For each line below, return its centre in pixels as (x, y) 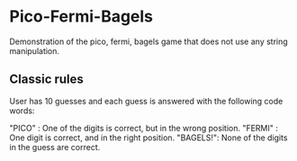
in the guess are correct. (55, 147)
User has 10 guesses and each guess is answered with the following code (146, 101)
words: (22, 111)
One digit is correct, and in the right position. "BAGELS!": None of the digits (148, 138)
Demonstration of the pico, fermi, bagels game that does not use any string (148, 41)
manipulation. (35, 50)
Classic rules (46, 80)
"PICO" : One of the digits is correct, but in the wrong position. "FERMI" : (144, 128)
